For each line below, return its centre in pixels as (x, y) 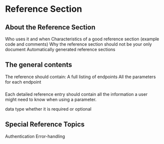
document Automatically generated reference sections (60, 49)
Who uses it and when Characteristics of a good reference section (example (82, 39)
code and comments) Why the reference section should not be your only (79, 44)
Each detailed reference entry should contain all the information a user (76, 94)
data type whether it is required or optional (48, 109)
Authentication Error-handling (35, 136)
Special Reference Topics (45, 125)
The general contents (39, 65)
